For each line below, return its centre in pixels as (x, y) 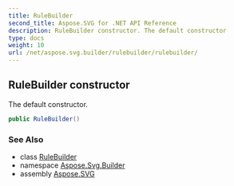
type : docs (26, 38)
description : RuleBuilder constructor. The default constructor (117, 30)
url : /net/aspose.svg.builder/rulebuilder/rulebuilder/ (103, 53)
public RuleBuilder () (44, 119)
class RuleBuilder (48, 156)
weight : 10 (26, 46)
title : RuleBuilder (41, 16)
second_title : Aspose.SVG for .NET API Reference (93, 23)
